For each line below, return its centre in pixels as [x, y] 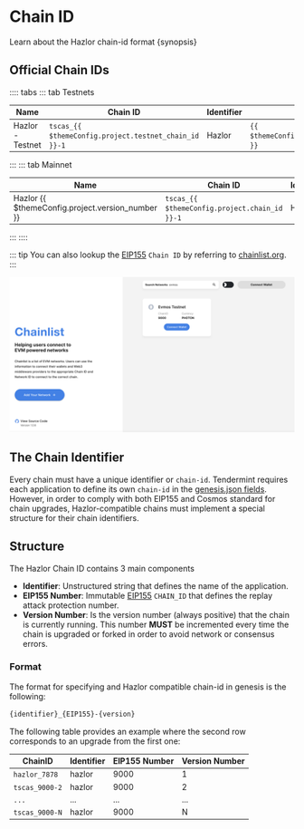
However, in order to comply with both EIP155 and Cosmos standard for [142, 498]
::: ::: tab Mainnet [41, 164]
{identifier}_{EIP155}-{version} [72, 714]
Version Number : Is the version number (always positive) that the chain [156, 614]
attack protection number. [71, 605]
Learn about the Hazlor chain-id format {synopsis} [103, 42]
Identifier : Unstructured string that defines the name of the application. [156, 585]
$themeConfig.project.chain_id [224, 208]
